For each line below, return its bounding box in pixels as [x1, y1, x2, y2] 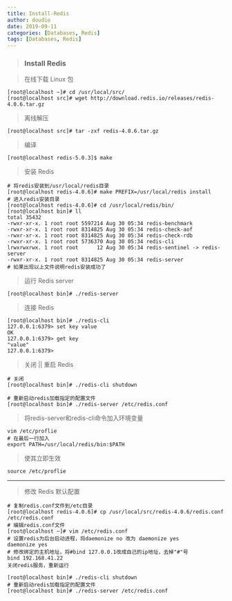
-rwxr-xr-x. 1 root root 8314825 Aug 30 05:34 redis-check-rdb [7, 232, 193, 239]
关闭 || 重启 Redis [23, 361, 74, 369]
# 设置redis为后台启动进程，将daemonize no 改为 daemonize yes [7, 535, 180, 542]
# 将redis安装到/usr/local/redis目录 [7, 182, 109, 190]
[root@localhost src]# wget [7, 95, 88, 102]
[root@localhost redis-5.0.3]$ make [7, 155, 113, 162]
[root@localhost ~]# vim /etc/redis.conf [7, 528, 128, 535]
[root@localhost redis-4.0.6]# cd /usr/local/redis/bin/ [7, 202, 175, 209]
